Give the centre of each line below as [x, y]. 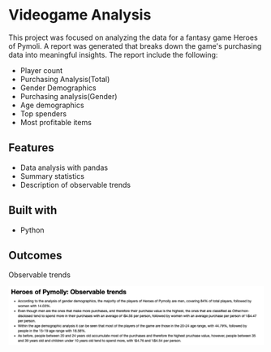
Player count [41, 70]
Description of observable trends [75, 185]
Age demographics [52, 105]
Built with [33, 210]
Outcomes [35, 255]
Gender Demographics [58, 88]
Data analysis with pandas [64, 167]
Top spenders [43, 113]
